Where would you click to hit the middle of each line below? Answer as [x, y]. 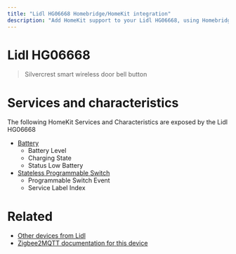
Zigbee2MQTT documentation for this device [83, 243]
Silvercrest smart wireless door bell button [86, 74]
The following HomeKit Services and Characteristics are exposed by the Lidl [118, 122]
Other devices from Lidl [52, 236]
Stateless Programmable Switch [64, 173]
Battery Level [47, 151]
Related [30, 216]
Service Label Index [57, 188]
